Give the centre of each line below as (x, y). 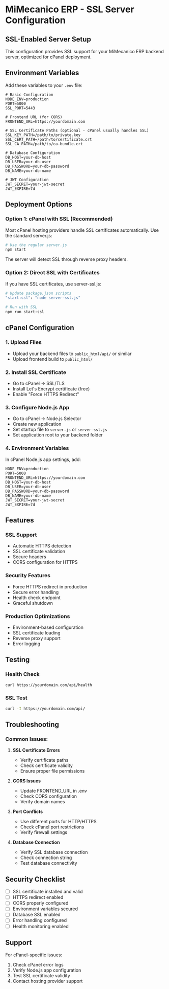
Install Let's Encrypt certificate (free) (51, 389)
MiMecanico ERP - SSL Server (70, 9)
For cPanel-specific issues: (34, 955)
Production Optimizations (38, 616)
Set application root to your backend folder (58, 435)
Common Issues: (27, 739)
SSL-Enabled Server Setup (48, 39)
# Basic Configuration (29, 95)
